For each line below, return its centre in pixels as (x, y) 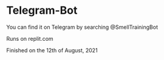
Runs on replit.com (30, 38)
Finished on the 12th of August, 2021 (52, 50)
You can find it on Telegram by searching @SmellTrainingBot (82, 27)
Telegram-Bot (42, 10)
